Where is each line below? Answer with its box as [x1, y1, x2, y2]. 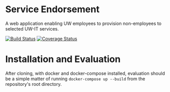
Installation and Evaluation [5, 53, 121, 65]
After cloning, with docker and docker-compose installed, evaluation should [5, 70, 165, 76]
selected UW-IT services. [5, 25, 59, 32]
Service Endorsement [5, 4, 100, 15]
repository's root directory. [5, 81, 62, 87]
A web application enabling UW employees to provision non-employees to [5, 20, 162, 26]
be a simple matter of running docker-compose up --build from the [5, 75, 145, 82]
